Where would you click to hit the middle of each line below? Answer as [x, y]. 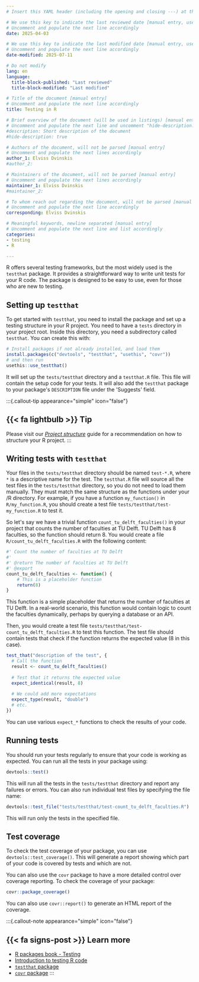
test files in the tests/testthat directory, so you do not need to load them [96, 486]
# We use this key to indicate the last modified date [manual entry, [95, 44]
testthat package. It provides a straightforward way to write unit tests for [96, 274]
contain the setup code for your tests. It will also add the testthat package [97, 383]
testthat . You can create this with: [48, 338]
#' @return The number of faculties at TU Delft [67, 563]
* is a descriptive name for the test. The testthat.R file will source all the [95, 479]
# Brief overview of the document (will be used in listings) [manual [95, 120]
